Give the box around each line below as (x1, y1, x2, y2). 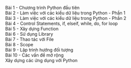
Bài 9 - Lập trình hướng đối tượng (5, 47, 73, 53)
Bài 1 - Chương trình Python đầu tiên (5, 5, 80, 10)
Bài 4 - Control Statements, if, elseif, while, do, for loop (5, 20, 118, 26)
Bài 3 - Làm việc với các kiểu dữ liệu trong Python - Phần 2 (5, 15, 126, 21)
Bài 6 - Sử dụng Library (5, 31, 53, 37)
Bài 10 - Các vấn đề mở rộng (5, 52, 64, 58)
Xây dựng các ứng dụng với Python (5, 58, 78, 63)
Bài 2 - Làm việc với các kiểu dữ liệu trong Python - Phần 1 (5, 10, 126, 16)
